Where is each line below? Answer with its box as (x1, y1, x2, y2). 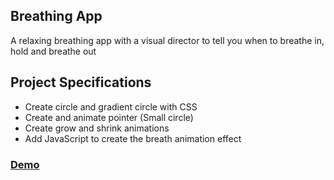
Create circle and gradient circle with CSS (24, 100, 198, 113)
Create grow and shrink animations (24, 122, 170, 134)
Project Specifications (10, 74, 152, 91)
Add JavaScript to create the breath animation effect (24, 132, 242, 144)
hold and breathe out (10, 45, 97, 57)
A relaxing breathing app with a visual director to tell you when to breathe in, (10, 34, 325, 46)
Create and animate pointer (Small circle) (24, 111, 194, 123)
